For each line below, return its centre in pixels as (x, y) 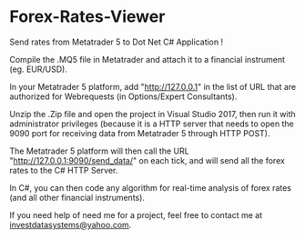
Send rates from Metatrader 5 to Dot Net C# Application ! (117, 42)
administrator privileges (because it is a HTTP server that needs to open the (152, 124)
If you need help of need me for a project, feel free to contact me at (136, 214)
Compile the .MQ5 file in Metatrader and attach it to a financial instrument (147, 59)
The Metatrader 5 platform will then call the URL (99, 151)
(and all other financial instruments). (77, 197)
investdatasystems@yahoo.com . (71, 224)
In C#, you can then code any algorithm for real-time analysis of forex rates (150, 187)
